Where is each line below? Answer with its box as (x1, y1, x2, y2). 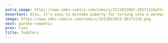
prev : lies (5, 26, 28, 31)
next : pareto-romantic (5, 21, 52, 26)
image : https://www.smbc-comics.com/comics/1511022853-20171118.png (5, 16, 151, 21)
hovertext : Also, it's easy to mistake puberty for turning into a (5, 12, 149, 17)
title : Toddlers (5, 30, 39, 35)
